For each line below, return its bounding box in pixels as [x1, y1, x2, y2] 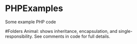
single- [118, 28, 133, 34]
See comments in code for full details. [34, 33, 111, 39]
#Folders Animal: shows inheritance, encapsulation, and [5, 28, 118, 34]
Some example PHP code [5, 19, 56, 25]
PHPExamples [5, 3, 63, 14]
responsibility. [5, 33, 33, 39]
